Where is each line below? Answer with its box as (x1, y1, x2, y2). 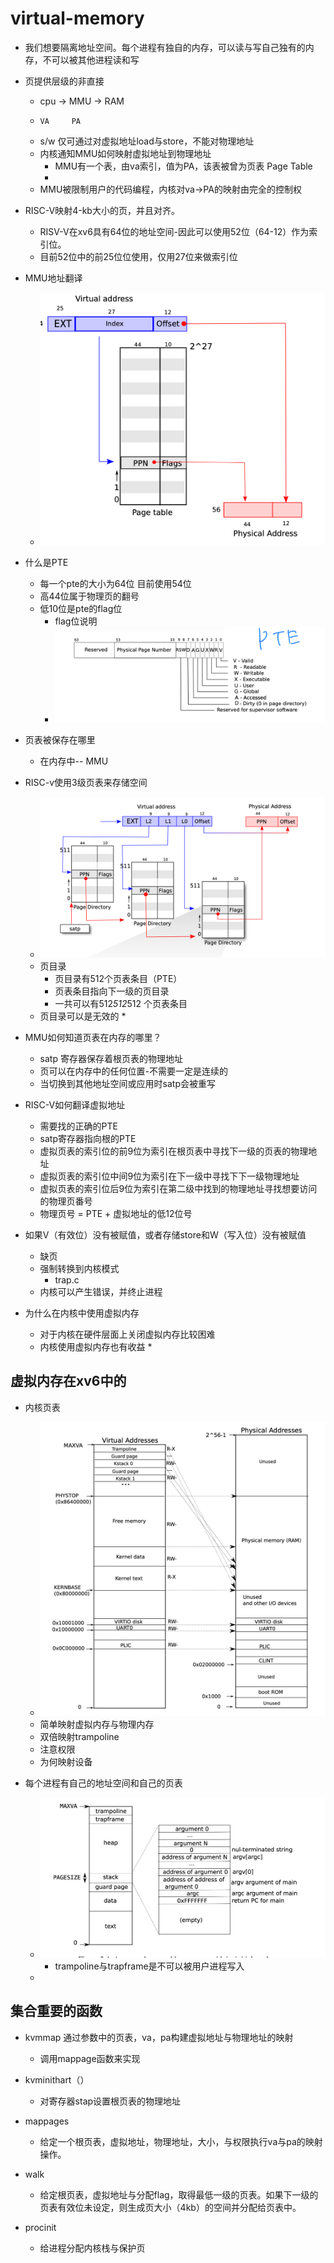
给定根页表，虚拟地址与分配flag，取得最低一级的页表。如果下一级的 (39, 2188, 319, 2201)
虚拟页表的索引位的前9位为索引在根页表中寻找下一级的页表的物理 (39, 1145, 309, 1157)
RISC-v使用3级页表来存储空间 (24, 777, 148, 789)
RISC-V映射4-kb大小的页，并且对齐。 (24, 204, 180, 216)
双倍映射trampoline (39, 1730, 120, 1742)
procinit (24, 2221, 57, 2233)
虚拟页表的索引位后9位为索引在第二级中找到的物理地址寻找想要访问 (39, 1182, 318, 1194)
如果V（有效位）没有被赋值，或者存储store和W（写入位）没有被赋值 (24, 1228, 307, 1241)
